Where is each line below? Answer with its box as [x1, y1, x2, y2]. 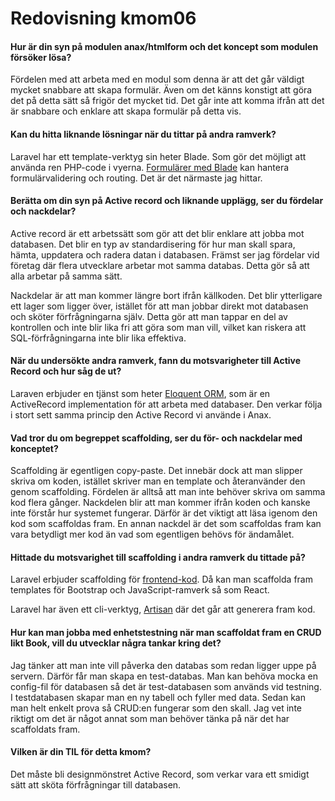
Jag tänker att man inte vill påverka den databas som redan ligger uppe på [10, 659, 317, 671]
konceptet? [10, 442, 59, 454]
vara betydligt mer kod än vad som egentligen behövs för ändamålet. [10, 528, 295, 541]
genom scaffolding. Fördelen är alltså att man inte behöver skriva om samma [10, 486, 326, 498]
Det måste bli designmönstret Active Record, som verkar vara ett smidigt [10, 768, 310, 780]
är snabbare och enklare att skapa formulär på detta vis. [10, 105, 242, 117]
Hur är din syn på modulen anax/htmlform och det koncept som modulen [10, 40, 319, 52]
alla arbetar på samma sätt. [10, 270, 123, 282]
